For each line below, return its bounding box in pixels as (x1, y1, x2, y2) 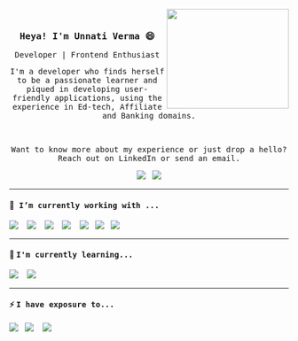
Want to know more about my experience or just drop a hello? (11, 144, 287, 155)
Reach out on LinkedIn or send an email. (57, 153, 241, 164)
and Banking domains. (101, 111, 197, 121)
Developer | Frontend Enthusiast (14, 50, 161, 60)
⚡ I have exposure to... (9, 299, 115, 310)
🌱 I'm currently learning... (9, 249, 134, 260)
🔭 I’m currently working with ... (9, 199, 160, 210)
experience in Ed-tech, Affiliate (12, 102, 162, 112)
